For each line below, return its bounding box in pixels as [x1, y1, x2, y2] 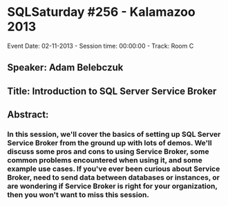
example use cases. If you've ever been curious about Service [7, 164, 220, 174]
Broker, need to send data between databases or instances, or [7, 173, 220, 182]
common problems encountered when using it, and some [7, 156, 202, 165]
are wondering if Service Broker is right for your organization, [7, 181, 218, 191]
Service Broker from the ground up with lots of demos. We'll [7, 138, 212, 148]
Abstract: [7, 109, 49, 121]
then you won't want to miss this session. [7, 190, 150, 200]
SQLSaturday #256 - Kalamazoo [7, 4, 196, 20]
